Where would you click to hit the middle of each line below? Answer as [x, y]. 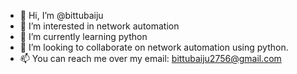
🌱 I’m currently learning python [83, 36]
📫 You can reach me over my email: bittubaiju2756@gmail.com [150, 58]
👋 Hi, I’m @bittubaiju [61, 15]
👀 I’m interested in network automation [99, 26]
